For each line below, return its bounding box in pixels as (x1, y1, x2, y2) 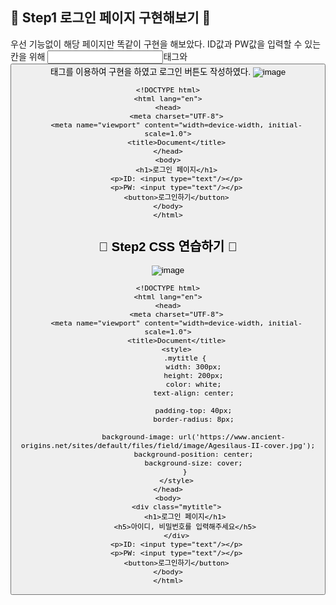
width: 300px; (165, 362, 222, 372)
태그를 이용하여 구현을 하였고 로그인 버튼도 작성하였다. (49, 66, 252, 77)
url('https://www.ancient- (178, 432, 286, 442)
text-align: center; (153, 388, 235, 398)
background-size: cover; (144, 458, 243, 468)
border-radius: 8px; (153, 414, 235, 425)
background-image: (101, 432, 175, 442)
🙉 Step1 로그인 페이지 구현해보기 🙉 (10, 9, 212, 27)
